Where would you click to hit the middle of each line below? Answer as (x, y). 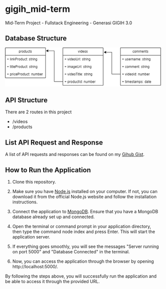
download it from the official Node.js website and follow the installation (84, 197)
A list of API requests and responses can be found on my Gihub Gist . (75, 154)
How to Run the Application (48, 170)
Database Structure (36, 38)
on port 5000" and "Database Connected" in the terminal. (71, 252)
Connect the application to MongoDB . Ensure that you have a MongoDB (85, 212)
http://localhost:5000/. (35, 267)
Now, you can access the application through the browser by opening (83, 261)
